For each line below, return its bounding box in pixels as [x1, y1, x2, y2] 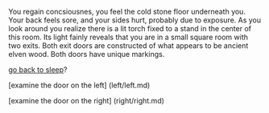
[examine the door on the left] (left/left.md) [8, 80, 151, 90]
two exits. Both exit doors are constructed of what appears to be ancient [8, 41, 249, 50]
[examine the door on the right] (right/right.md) [8, 96, 165, 105]
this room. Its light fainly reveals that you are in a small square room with [8, 32, 248, 42]
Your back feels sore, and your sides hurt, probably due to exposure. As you [8, 15, 262, 25]
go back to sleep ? [8, 65, 68, 75]
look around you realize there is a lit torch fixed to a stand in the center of [8, 24, 252, 33]
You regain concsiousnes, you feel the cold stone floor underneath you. [8, 7, 246, 16]
